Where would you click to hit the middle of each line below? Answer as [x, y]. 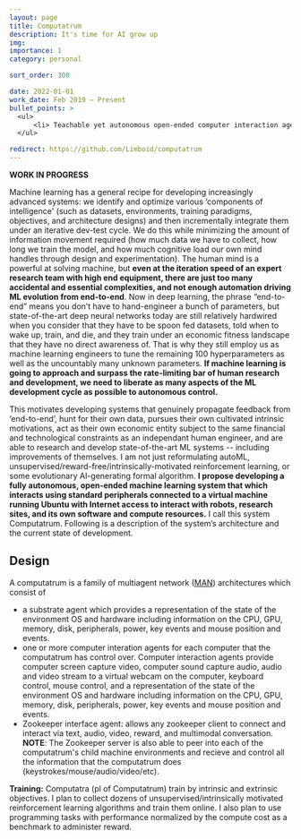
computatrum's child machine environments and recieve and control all [153, 752]
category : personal [46, 59]
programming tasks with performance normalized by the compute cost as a [149, 817]
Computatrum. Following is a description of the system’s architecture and [144, 523]
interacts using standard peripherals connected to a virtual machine [139, 495]
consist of [28, 592]
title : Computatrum [46, 26]
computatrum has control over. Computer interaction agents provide [148, 657]
